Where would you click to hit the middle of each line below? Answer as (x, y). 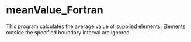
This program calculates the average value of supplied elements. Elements (96, 26)
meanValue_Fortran (55, 10)
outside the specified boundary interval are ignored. (69, 32)
